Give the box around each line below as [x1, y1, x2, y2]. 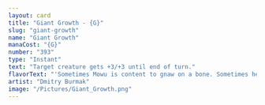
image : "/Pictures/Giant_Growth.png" [8, 84, 132, 93]
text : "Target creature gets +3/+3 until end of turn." [8, 63, 196, 71]
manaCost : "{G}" [8, 41, 62, 49]
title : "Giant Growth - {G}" [8, 19, 104, 27]
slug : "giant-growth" [8, 26, 80, 34]
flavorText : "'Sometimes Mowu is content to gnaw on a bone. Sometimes [8, 70, 248, 78]
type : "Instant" [8, 56, 62, 64]
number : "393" [8, 48, 55, 56]
